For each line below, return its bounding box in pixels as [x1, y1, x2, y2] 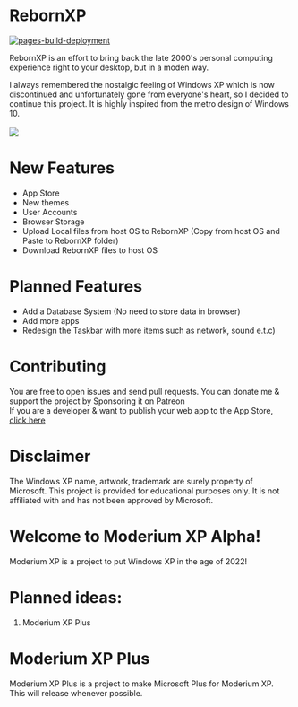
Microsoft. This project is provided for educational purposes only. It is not [9, 485, 280, 496]
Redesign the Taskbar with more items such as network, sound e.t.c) [21, 325, 276, 336]
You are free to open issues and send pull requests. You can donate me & [9, 386, 280, 397]
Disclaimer [9, 446, 91, 467]
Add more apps [21, 315, 80, 326]
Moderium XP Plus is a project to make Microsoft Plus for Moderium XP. [9, 678, 275, 689]
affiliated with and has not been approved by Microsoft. [9, 494, 213, 505]
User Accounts [21, 206, 78, 217]
